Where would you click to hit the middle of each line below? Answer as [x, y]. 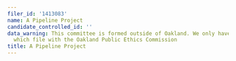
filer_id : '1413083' [38, 14]
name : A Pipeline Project [45, 20]
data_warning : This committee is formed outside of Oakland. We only [111, 33]
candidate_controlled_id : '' [50, 27]
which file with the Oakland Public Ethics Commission [96, 40]
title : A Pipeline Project [47, 46]
